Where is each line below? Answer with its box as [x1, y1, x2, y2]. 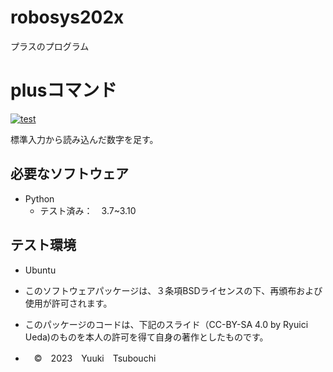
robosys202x [10, 6, 125, 29]
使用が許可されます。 [24, 297, 113, 309]
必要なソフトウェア [10, 166, 129, 183]
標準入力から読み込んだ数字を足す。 [10, 133, 159, 145]
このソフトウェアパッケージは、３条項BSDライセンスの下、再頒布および [24, 284, 323, 296]
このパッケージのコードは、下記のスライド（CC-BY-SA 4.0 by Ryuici [24, 318, 309, 330]
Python [24, 192, 55, 205]
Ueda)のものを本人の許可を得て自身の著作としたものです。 [24, 331, 269, 343]
